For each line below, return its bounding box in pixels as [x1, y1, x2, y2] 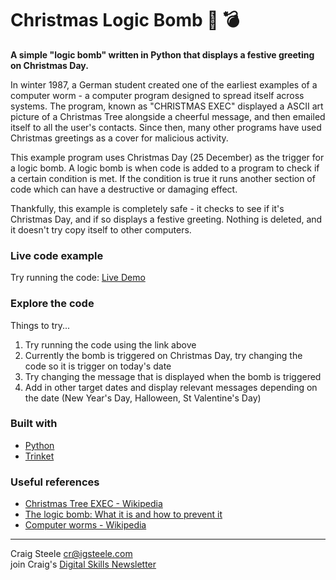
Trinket [24, 450, 55, 462]
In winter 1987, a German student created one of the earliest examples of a [10, 78, 318, 91]
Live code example [10, 248, 104, 262]
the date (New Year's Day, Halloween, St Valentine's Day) [24, 392, 262, 404]
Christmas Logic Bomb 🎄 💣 [10, 9, 240, 32]
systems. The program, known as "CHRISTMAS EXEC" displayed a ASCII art [10, 100, 324, 112]
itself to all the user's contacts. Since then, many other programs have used [10, 121, 322, 133]
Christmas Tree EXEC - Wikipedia [24, 498, 163, 510]
